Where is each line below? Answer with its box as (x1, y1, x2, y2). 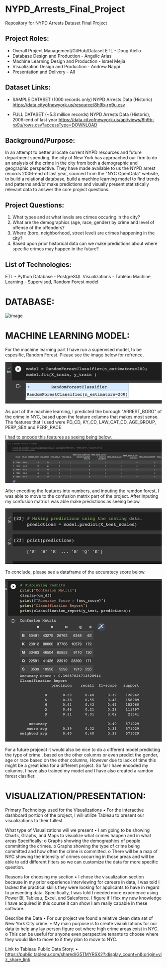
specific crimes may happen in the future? (12, 246, 99, 252)
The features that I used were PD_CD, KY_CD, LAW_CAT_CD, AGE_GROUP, (5, 419, 157, 425)
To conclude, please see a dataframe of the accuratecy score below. (5, 569, 146, 575)
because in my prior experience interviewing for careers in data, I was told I (5, 879, 160, 885)
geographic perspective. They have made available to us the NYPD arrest (5, 165, 156, 171)
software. (5, 906, 25, 912)
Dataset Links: (5, 83, 51, 92)
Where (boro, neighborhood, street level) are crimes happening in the (12, 230, 155, 236)
